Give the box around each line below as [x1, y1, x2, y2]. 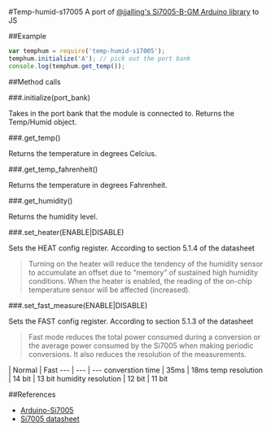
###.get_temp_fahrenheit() [8, 164, 98, 174]
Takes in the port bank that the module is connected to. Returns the [8, 108, 234, 118]
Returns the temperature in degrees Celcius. [8, 148, 157, 158]
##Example [8, 32, 47, 41]
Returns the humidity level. [8, 211, 98, 221]
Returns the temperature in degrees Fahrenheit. [8, 180, 168, 189]
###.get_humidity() [8, 195, 73, 206]
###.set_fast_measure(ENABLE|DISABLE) [8, 300, 148, 310]
